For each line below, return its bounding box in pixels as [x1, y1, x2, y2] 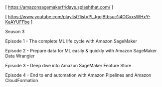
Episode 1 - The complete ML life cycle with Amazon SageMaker [5, 38, 138, 44]
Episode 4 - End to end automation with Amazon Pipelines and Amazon [5, 72, 152, 78]
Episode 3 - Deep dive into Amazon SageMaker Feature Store [5, 63, 132, 68]
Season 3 [5, 29, 25, 34]
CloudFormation [5, 78, 38, 83]
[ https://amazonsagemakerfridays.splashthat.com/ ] [5, 4, 114, 10]
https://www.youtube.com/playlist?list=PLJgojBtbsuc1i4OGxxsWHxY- [8, 14, 151, 19]
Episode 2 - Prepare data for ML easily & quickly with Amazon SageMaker [5, 48, 157, 53]
